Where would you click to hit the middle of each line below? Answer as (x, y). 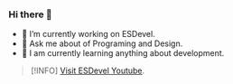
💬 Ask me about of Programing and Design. (102, 43)
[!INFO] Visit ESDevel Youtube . (88, 70)
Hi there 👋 (31, 14)
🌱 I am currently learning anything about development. (123, 53)
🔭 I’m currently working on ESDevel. (88, 34)
